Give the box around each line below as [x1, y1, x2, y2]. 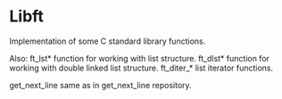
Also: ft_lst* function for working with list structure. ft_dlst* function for [9, 53, 270, 63]
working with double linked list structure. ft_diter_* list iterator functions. [9, 62, 274, 73]
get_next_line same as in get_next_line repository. [9, 79, 192, 90]
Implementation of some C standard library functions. [9, 36, 206, 46]
